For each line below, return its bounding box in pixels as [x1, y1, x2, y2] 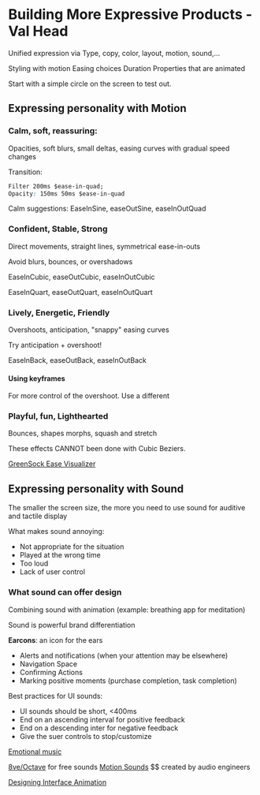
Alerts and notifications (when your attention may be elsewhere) [19, 651, 228, 660]
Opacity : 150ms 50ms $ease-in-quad [8, 189, 125, 198]
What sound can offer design [8, 587, 122, 598]
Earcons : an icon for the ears [8, 635, 103, 644]
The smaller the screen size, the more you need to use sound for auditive [8, 503, 246, 513]
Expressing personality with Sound [8, 482, 184, 495]
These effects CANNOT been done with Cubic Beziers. [8, 444, 187, 453]
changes [8, 151, 37, 161]
